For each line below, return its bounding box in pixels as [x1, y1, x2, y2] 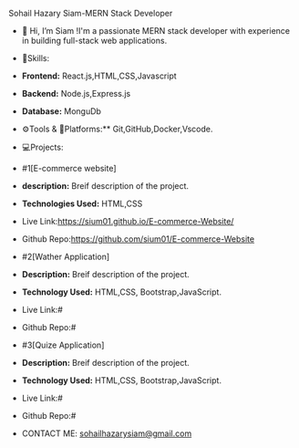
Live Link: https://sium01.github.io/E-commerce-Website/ [21, 216, 234, 226]
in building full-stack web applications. [21, 36, 168, 46]
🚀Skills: [21, 53, 50, 63]
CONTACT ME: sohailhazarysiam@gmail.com [21, 428, 192, 439]
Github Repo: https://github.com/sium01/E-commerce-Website [21, 234, 255, 245]
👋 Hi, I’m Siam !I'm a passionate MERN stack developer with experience [21, 26, 291, 36]
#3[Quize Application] [21, 339, 105, 350]
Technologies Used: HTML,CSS [21, 198, 143, 209]
